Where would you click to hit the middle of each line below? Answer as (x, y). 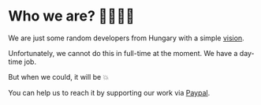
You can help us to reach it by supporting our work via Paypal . (109, 92)
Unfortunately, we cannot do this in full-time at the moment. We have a (123, 53)
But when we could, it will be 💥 (58, 77)
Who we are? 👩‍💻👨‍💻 (72, 16)
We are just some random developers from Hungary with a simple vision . (126, 38)
